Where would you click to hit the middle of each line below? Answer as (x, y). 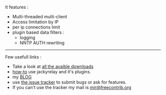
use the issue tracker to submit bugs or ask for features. (69, 82)
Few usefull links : (23, 57)
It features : (17, 7)
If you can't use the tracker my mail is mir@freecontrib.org (72, 87)
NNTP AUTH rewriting (42, 43)
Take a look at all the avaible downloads (53, 66)
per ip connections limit (36, 27)
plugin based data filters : (38, 32)
